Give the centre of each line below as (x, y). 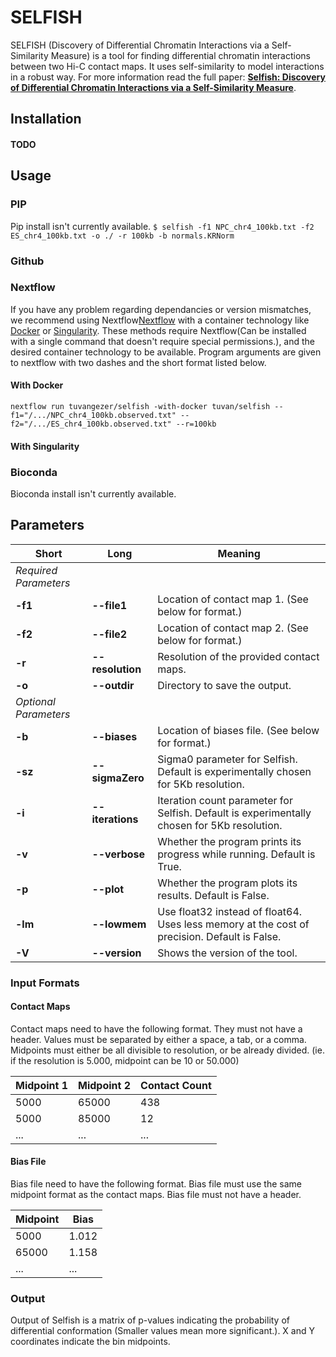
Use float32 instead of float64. (230, 911)
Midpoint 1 (42, 1085)
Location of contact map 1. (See (233, 599)
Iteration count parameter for (225, 800)
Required (36, 570)
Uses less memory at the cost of (233, 924)
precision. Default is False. (219, 936)
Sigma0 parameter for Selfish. (227, 759)
